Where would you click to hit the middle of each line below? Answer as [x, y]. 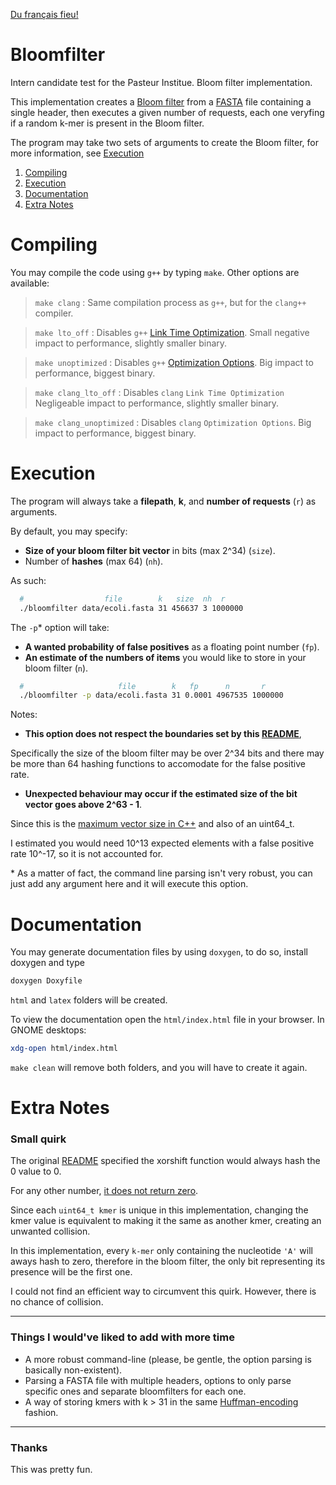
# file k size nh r [122, 599]
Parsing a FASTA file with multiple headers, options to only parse [158, 1380]
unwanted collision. [50, 1231]
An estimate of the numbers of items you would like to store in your [165, 657]
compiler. [54, 313]
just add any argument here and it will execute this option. [129, 884]
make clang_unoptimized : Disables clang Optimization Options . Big [173, 422]
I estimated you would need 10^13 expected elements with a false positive [162, 843]
